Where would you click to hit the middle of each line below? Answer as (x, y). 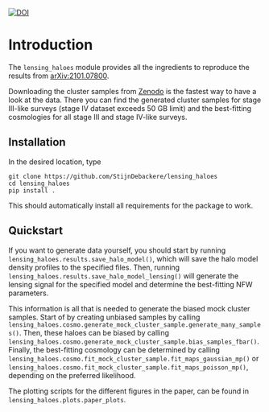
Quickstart (36, 231)
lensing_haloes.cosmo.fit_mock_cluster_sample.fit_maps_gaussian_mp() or (134, 358)
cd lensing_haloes (39, 183)
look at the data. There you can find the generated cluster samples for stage (135, 100)
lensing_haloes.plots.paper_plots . (67, 399)
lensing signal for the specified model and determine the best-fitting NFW (130, 284)
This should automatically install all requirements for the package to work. (131, 205)
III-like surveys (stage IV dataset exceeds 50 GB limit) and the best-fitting (130, 108)
